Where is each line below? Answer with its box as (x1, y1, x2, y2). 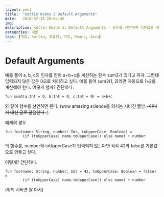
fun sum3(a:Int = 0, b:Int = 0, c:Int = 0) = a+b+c (5, 94, 113, 99)
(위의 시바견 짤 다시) (5, 186, 44, 193)
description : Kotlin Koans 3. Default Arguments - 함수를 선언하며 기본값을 (5, 25, 154, 30)
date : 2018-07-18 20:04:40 (5, 16, 65, 21)
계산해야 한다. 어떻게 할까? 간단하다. (5, 84, 74, 90)
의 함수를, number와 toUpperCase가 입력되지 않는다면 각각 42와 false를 (5, 142, 145, 149)
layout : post (5, 7, 32, 12)
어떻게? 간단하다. (5, 159, 38, 165)
